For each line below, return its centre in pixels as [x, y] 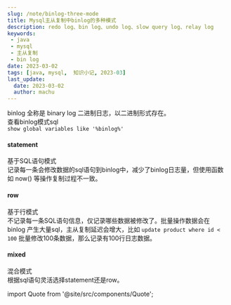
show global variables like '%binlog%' [66, 129]
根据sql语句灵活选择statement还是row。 [65, 280]
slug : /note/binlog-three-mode [53, 14]
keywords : [22, 33]
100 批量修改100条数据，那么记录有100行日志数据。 [82, 238]
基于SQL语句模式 [32, 161]
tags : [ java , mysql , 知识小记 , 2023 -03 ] [67, 72]
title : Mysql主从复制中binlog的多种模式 [62, 20]
